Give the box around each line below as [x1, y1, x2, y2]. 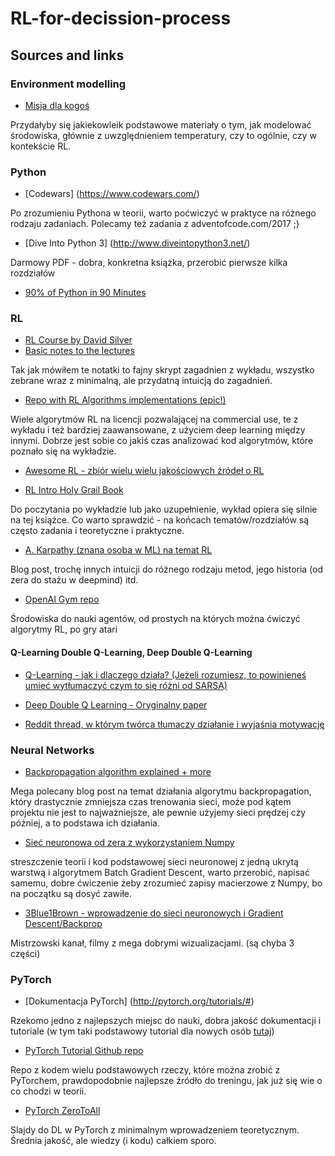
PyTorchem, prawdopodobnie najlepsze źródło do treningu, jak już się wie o [10, 1075, 323, 1087]
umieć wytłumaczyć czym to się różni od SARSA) [24, 679, 228, 691]
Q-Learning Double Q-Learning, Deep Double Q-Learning [10, 647, 253, 659]
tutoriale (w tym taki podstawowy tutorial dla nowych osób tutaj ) [10, 1025, 275, 1037]
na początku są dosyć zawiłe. [10, 887, 133, 899]
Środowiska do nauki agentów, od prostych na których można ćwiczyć [10, 613, 301, 625]
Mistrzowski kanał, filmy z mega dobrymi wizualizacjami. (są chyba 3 [10, 937, 295, 949]
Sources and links [10, 47, 125, 64]
